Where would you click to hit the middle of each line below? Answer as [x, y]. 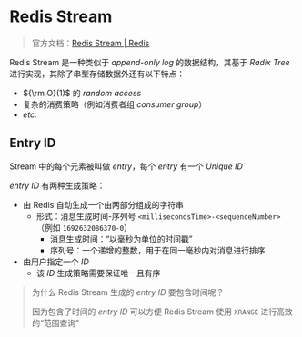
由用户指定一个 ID [55, 262]
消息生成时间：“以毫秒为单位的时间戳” [121, 239]
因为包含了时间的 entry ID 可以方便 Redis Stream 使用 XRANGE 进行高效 [162, 312]
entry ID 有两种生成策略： [58, 185]
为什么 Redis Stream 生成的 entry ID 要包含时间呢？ [128, 292]
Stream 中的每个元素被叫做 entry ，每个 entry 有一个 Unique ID [126, 166]
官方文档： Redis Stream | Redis [91, 43]
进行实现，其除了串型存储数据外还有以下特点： [97, 74]
